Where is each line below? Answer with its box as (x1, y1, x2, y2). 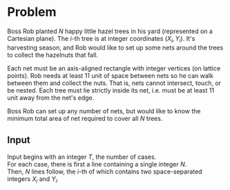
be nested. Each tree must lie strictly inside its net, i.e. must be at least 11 (7, 86, 215, 94)
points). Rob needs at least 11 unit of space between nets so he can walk (7, 71, 214, 79)
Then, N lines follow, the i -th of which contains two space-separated (7, 167, 202, 175)
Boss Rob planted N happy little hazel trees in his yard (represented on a (7, 27, 213, 35)
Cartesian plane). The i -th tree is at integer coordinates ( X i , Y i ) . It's (7, 34, 195, 44)
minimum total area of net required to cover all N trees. (7, 114, 163, 122)
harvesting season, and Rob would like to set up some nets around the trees (7, 43, 224, 52)
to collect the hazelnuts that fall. (7, 50, 98, 59)
